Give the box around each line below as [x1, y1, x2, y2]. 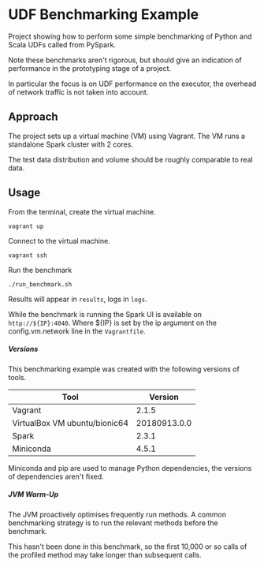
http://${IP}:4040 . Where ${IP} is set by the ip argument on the [8, 318, 217, 327]
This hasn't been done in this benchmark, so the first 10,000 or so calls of [8, 542, 247, 551]
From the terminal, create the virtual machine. [8, 207, 156, 216]
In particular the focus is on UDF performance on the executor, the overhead [8, 79, 257, 88]
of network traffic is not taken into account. [8, 87, 149, 96]
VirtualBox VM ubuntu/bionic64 [12, 417, 128, 428]
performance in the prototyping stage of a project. [8, 63, 172, 73]
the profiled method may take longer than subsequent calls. [8, 550, 203, 559]
